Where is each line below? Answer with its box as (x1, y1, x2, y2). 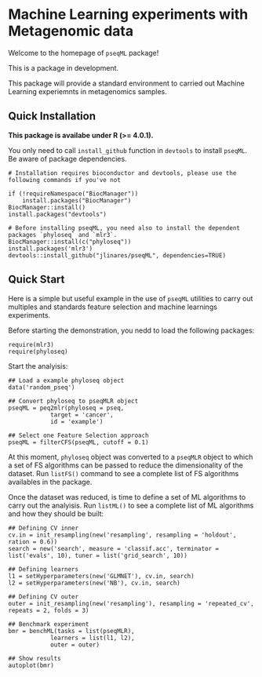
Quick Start (8, 273, 65, 286)
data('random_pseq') (8, 383, 76, 391)
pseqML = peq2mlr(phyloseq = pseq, (8, 404, 125, 412)
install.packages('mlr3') (8, 245, 93, 253)
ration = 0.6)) (8, 537, 58, 546)
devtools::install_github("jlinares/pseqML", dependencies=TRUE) (8, 251, 226, 260)
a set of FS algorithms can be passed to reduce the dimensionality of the (8, 460, 243, 470)
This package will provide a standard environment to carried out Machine (8, 78, 245, 88)
